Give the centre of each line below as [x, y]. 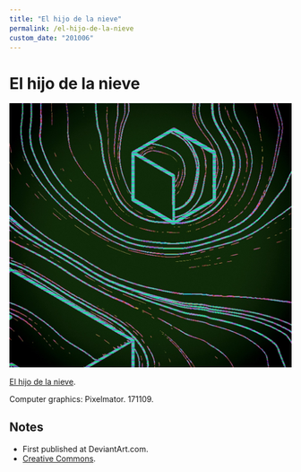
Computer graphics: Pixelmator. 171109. [82, 398]
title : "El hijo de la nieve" [66, 19]
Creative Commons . [59, 459]
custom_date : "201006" [52, 38]
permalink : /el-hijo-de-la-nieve [72, 28]
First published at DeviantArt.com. [85, 449]
